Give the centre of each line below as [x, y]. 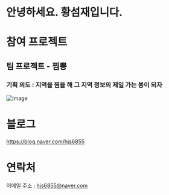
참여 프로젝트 [37, 42]
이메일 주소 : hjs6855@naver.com [47, 185]
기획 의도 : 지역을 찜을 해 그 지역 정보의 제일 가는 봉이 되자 [84, 85]
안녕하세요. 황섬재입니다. [64, 12]
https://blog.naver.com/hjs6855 [46, 141]
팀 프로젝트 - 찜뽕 [37, 66]
